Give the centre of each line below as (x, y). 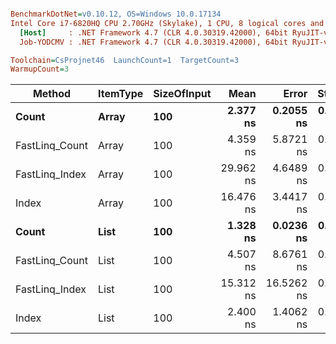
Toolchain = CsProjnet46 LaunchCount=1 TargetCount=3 (125, 60)
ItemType (120, 94)
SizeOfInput (182, 94)
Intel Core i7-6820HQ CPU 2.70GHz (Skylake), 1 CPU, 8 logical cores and (167, 23)
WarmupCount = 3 (40, 69)
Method (52, 94)
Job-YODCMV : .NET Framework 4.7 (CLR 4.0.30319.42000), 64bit (153, 42)
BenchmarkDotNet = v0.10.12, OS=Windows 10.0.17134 (116, 14)
